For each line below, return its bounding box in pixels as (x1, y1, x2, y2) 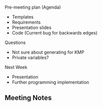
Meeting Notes (4, 93, 52, 102)
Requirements (11, 19, 41, 25)
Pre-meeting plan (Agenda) (4, 4, 61, 10)
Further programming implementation (11, 79, 89, 85)
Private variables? (11, 54, 49, 60)
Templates (11, 14, 33, 19)
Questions (4, 39, 26, 45)
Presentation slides (11, 24, 52, 30)
